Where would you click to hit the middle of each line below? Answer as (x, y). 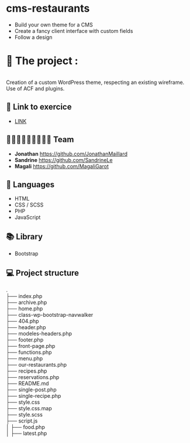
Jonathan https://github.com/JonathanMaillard (71, 154)
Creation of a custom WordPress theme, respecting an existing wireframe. (95, 82)
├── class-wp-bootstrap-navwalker (50, 315)
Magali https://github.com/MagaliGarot (62, 166)
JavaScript (27, 217)
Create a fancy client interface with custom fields (74, 31)
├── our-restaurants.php (37, 364)
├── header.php (26, 327)
